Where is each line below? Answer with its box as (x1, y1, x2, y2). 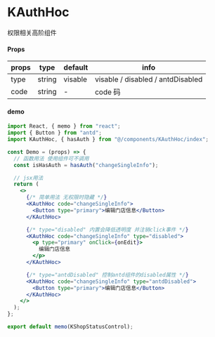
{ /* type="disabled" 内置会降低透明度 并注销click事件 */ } (25, 226, 189, 233)
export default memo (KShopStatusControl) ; (7, 324, 133, 331)
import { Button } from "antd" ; (7, 129, 102, 137)
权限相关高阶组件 (7, 28, 57, 37)
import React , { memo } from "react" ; (7, 123, 121, 130)
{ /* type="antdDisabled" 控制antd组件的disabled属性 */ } (25, 271, 189, 278)
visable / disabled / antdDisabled (94, 74, 203, 84)
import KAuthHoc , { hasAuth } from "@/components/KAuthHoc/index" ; (7, 136, 209, 143)
